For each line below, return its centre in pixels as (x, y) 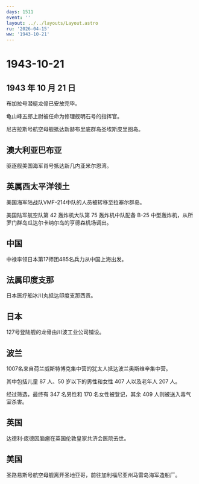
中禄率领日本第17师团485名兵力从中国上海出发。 (67, 259)
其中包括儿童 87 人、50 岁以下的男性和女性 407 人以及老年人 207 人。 (93, 381)
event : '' (19, 18)
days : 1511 (20, 12)
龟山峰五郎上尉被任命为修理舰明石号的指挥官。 (64, 116)
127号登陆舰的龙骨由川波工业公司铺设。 (55, 332)
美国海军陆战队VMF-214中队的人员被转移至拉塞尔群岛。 (76, 202)
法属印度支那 (30, 280)
